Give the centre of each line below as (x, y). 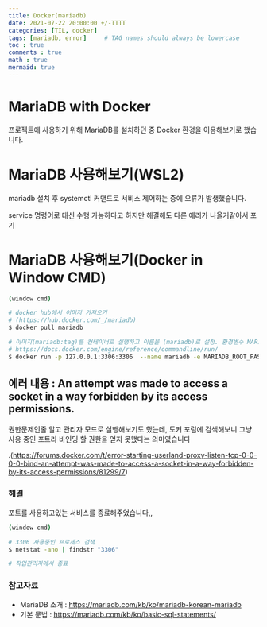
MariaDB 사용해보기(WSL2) (96, 174)
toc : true (26, 45)
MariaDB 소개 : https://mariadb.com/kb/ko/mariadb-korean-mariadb (131, 604)
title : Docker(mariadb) (48, 15)
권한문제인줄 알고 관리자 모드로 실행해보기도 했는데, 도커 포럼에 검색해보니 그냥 (130, 429)
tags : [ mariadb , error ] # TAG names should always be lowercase (124, 38)
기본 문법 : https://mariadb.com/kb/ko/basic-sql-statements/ (118, 614)
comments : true (35, 52)
